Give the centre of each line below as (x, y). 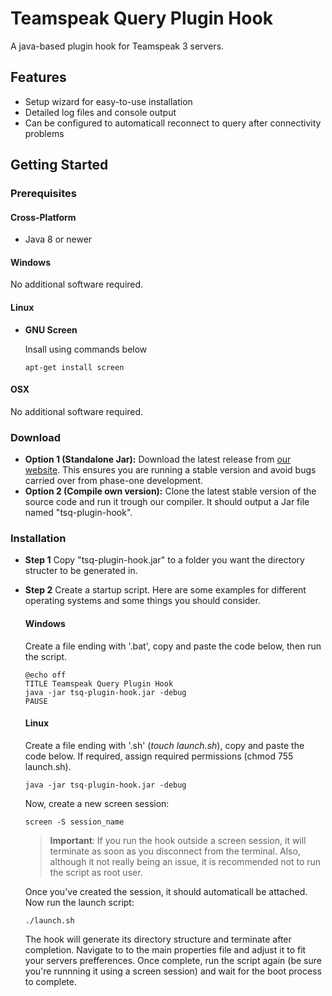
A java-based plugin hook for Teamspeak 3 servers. (117, 46)
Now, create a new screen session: (97, 803)
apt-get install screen (74, 367)
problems (44, 133)
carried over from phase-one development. (114, 481)
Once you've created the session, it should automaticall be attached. (166, 891)
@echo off (45, 675)
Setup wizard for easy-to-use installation (108, 101)
